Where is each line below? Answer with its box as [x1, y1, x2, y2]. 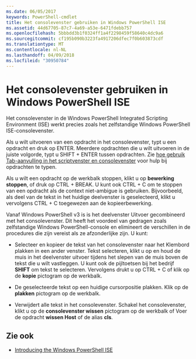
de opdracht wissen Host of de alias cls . [14, 314, 113, 321]
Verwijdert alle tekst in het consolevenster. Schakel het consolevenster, [14, 302, 187, 309]
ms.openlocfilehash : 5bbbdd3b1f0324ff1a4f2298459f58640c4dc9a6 [6, 31, 164, 36]
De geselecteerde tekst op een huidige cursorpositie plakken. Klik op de [14, 284, 188, 291]
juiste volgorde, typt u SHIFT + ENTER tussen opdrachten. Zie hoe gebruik [6, 151, 185, 158]
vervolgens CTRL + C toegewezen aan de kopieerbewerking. [6, 200, 153, 207]
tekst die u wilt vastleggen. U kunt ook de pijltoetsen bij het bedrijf [14, 260, 174, 267]
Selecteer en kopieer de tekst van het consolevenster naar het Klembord [14, 241, 190, 248]
